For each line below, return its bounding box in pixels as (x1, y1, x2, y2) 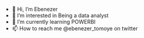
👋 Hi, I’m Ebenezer (11, 6, 58, 12)
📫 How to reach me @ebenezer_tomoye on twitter (11, 25, 138, 32)
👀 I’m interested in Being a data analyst (11, 12, 109, 19)
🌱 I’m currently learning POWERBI (11, 18, 96, 25)
